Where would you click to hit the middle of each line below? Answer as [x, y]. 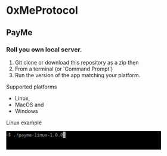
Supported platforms [32, 87]
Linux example [24, 123]
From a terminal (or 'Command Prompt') [64, 69]
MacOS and [29, 105]
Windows [26, 111]
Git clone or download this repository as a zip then [77, 62]
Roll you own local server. [44, 50]
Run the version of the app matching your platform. [78, 75]
